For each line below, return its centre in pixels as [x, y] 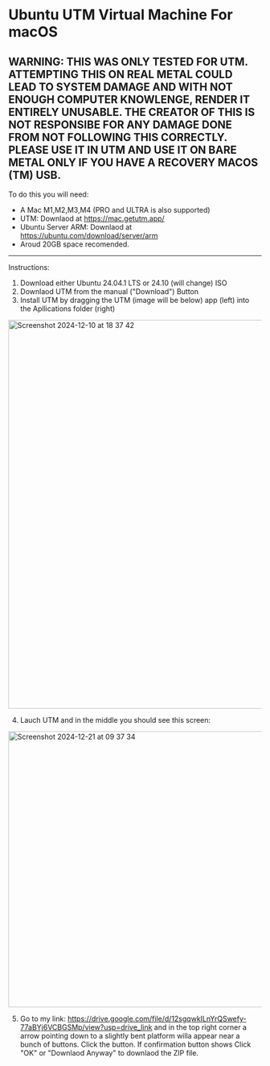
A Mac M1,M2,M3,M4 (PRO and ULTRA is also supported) [115, 210]
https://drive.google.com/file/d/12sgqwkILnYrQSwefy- [157, 1018]
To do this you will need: [49, 194]
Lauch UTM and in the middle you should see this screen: [115, 720]
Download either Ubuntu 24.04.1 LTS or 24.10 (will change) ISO [123, 283]
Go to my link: [43, 1018]
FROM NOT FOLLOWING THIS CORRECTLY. [118, 137]
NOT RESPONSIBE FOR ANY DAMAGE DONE [121, 124]
